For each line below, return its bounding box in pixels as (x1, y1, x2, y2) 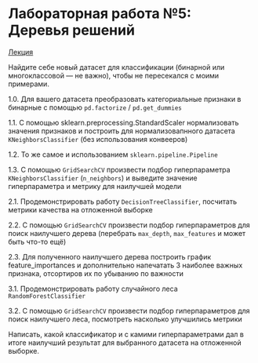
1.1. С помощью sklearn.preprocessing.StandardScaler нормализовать (8, 118, 239, 127)
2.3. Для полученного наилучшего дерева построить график (8, 252, 212, 261)
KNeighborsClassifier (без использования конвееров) (8, 134, 188, 143)
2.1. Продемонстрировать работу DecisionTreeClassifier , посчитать (8, 197, 238, 206)
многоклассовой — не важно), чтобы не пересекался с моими (8, 71, 220, 80)
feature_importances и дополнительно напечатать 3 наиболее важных (8, 260, 243, 270)
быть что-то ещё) (8, 237, 67, 246)
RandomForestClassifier (8, 292, 86, 300)
